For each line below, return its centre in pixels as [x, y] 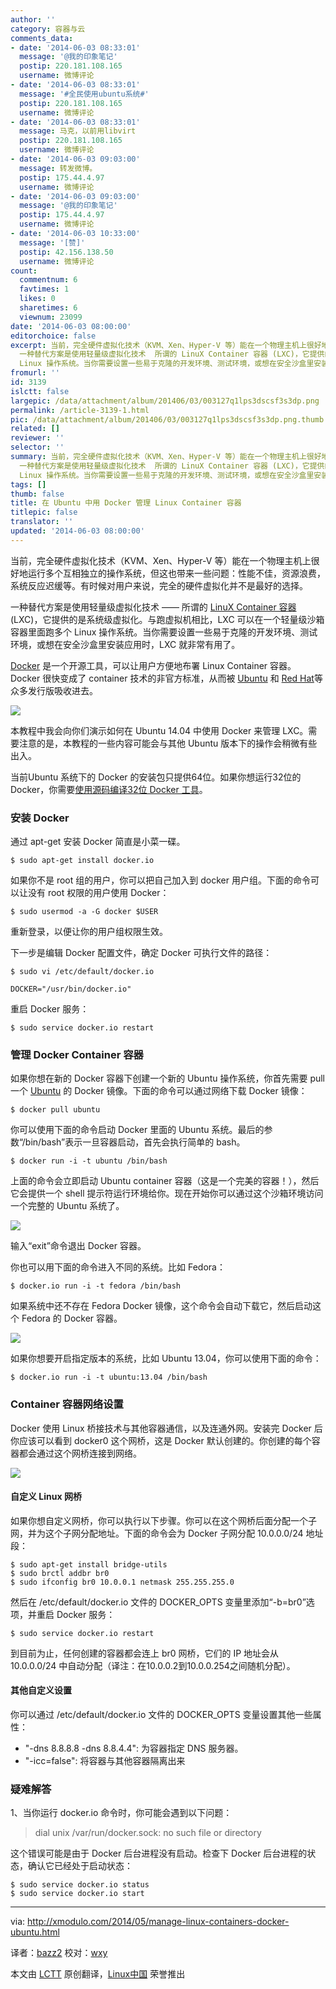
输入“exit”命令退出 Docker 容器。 [78, 1246]
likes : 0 [37, 299]
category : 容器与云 [48, 29]
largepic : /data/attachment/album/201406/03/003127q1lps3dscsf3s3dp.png [165, 401]
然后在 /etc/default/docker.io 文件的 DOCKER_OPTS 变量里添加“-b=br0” [158, 1602]
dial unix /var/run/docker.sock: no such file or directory [148, 1833]
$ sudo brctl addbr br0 [60, 1573]
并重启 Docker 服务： [71, 1614]
